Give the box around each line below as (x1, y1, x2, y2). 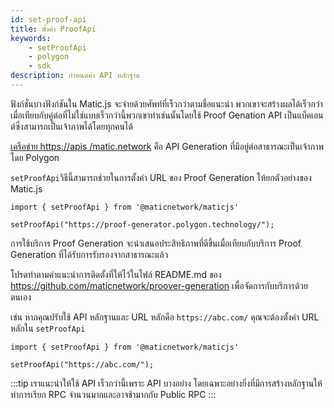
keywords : (10, 33, 52, 43)
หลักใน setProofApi (10, 322, 86, 334)
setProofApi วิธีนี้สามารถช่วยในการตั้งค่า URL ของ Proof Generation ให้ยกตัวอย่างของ (10, 171, 312, 183)
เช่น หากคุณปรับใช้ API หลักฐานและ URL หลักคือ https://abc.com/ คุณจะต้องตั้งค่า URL (10, 311, 320, 323)
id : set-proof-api (10, 14, 87, 25)
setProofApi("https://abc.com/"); (10, 359, 155, 370)
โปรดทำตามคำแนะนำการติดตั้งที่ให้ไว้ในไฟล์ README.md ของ (10, 268, 222, 280)
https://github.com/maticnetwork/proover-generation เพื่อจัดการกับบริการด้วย (10, 279, 308, 291)
